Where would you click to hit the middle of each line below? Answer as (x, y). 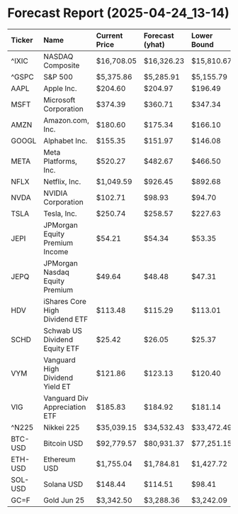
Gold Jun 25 (64, 500)
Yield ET (57, 386)
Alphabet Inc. (66, 141)
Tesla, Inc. (60, 213)
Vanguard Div (66, 398)
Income (56, 251)
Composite (62, 65)
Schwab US (63, 330)
